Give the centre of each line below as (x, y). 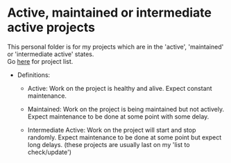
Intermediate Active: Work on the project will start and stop (112, 130)
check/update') (49, 152)
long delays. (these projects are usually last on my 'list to (109, 144)
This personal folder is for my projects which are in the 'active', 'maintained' (115, 46)
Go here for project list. (40, 61)
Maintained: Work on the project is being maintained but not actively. (126, 109)
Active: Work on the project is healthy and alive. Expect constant (120, 88)
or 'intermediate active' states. (51, 54)
